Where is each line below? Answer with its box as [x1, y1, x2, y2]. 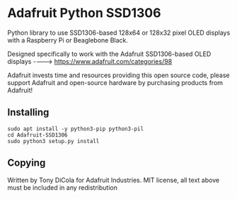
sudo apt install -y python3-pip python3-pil [7, 125, 144, 132]
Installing [7, 106, 50, 118]
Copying [7, 157, 46, 169]
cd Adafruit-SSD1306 [7, 131, 69, 139]
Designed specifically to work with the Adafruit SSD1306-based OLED [7, 50, 212, 58]
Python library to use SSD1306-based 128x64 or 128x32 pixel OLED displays [7, 28, 231, 37]
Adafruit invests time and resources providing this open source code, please [7, 71, 230, 79]
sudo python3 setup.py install [7, 137, 100, 144]
